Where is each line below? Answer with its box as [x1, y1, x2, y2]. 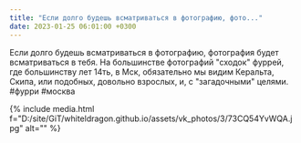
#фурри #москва [9, 86, 76, 97]
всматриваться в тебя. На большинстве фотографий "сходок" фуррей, [9, 56, 285, 67]
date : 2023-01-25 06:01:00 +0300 [9, 22, 137, 31]
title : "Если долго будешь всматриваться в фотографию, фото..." [9, 13, 263, 23]
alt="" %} [25, 122, 61, 133]
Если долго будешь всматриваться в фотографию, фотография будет [9, 46, 280, 57]
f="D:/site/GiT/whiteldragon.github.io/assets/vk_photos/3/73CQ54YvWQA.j [9, 113, 293, 124]
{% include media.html [9, 103, 95, 114]
